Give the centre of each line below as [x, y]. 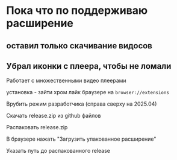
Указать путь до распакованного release [58, 151]
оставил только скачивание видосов [79, 46]
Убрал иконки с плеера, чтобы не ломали [89, 66]
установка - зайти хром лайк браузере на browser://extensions [88, 92]
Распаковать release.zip [37, 127]
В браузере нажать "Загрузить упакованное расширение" [81, 139]
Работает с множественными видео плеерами [66, 81]
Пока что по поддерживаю [77, 11]
